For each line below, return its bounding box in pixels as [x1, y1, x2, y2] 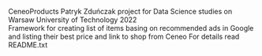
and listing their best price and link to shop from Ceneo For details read [8, 32, 240, 41]
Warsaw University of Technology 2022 [8, 15, 137, 24]
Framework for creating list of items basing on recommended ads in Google [8, 24, 254, 32]
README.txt [8, 40, 48, 50]
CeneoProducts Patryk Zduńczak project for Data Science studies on [8, 7, 233, 16]
